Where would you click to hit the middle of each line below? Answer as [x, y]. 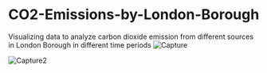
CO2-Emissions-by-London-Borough [134, 15]
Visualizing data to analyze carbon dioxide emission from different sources [131, 36]
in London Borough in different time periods [80, 44]
